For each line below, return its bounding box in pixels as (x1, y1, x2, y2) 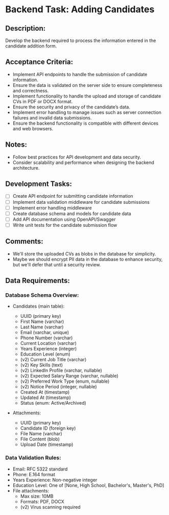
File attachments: (12, 487, 50, 494)
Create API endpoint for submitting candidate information (12, 193, 134, 199)
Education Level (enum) (20, 351, 70, 357)
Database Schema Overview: (5, 291, 79, 298)
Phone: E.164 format (12, 471, 55, 477)
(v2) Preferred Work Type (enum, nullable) (20, 378, 110, 384)
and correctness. (12, 87, 49, 93)
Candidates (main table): (12, 303, 65, 310)
